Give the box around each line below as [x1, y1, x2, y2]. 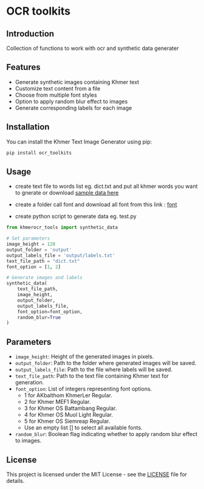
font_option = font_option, [17, 308, 83, 314]
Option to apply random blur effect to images [15, 97, 128, 105]
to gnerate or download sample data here [15, 189, 119, 196]
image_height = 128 [6, 241, 56, 248]
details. [6, 477, 25, 484]
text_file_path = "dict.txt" [6, 258, 80, 264]
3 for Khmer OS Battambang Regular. [24, 404, 117, 412]
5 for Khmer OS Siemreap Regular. [24, 418, 110, 425]
